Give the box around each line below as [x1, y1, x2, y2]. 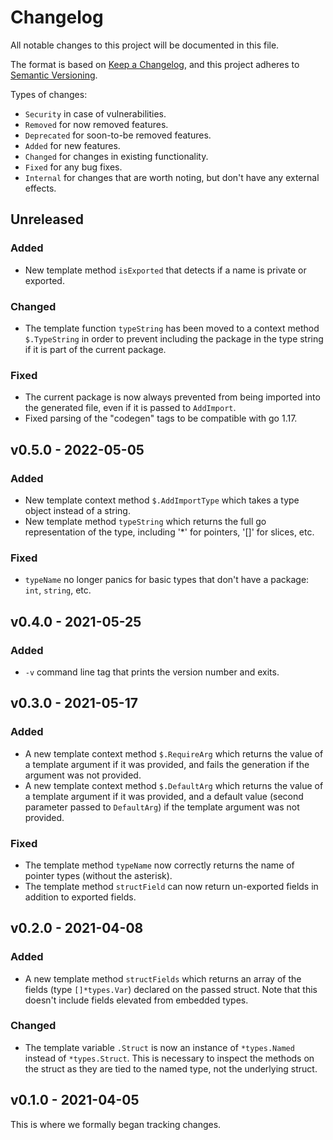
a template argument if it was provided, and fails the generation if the [24, 758, 310, 770]
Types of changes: [10, 88, 88, 100]
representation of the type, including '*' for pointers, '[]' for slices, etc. [24, 526, 315, 538]
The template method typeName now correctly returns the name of [24, 859, 295, 871]
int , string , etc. [24, 584, 92, 596]
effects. [24, 182, 57, 194]
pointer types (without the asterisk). [24, 869, 173, 881]
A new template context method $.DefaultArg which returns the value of [24, 779, 324, 791]
